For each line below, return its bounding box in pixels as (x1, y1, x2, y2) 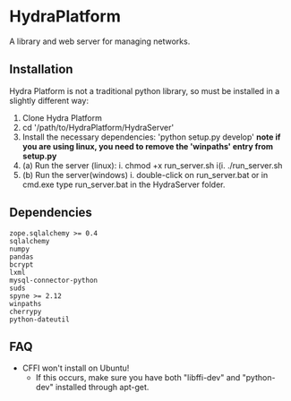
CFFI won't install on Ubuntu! (21, 363, 130, 373)
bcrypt (9, 260, 34, 269)
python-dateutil (9, 315, 70, 324)
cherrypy (9, 307, 42, 316)
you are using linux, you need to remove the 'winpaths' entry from (21, 141, 274, 151)
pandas (9, 252, 34, 261)
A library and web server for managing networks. (9, 36, 191, 47)
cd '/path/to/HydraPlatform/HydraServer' (21, 122, 175, 132)
